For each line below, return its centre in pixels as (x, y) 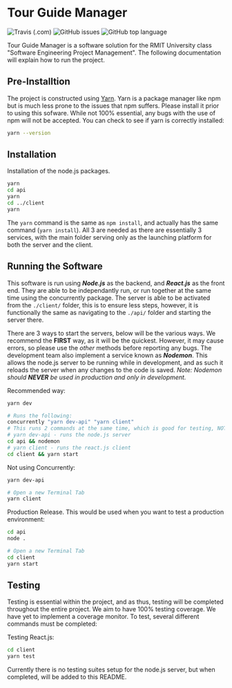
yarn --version (29, 133)
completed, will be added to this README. (67, 677)
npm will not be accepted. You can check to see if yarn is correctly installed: (116, 120)
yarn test (21, 657)
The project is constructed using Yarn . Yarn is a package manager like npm (114, 98)
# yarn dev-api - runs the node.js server (69, 435)
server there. (26, 320)
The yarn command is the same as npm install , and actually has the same (113, 222)
